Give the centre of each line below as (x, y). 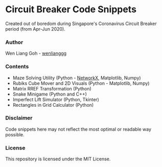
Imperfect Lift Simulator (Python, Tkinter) (56, 99)
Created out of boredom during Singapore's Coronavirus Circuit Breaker (81, 23)
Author (14, 42)
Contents (17, 66)
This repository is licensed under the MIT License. (58, 159)
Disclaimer (19, 118)
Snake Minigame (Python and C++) (50, 94)
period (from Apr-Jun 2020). (35, 29)
